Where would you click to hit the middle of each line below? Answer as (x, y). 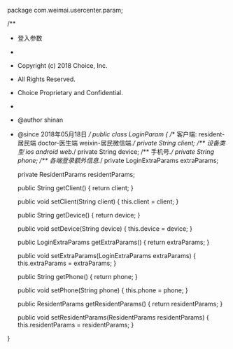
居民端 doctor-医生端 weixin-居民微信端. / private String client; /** (111, 143)
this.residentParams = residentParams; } (76, 325)
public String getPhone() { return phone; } (78, 277)
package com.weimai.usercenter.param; (65, 10)
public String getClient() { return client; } (76, 188)
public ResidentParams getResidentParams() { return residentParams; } (120, 304)
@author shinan (40, 120)
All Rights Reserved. (46, 79)
